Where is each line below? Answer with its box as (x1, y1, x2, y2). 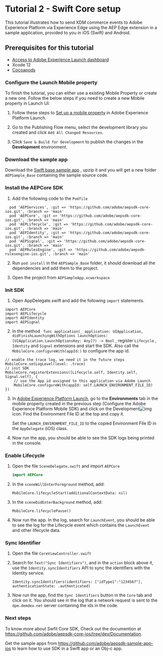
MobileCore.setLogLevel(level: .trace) (5, 361, 86, 367)
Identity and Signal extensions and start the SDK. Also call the (12, 343, 139, 349)
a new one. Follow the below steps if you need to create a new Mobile (5, 96, 145, 101)
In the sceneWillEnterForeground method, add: (12, 481, 105, 487)
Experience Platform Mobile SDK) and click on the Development (12, 406, 140, 412)
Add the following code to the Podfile (12, 195, 88, 201)
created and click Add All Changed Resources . (12, 129, 104, 135)
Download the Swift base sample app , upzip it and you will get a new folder (5, 167, 157, 173)
